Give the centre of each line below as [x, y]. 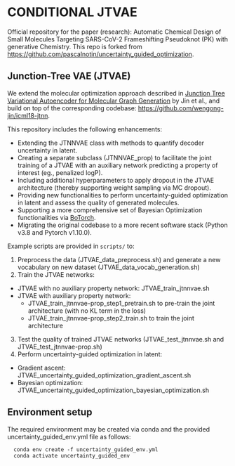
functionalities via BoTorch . [56, 217]
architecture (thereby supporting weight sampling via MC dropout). [114, 188]
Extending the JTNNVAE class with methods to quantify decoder [111, 143]
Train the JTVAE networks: [56, 274]
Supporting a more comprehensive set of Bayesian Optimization [110, 210]
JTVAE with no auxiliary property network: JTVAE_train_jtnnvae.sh [113, 288]
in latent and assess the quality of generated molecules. [98, 202]
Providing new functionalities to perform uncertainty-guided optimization [123, 195]
